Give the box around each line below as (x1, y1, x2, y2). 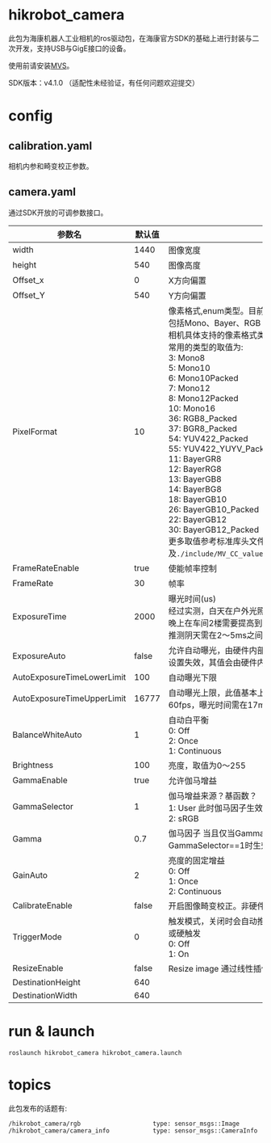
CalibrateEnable (12, 900, 73, 911)
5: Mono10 (168, 362, 211, 373)
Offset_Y (12, 289, 46, 301)
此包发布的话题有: (8, 1103, 68, 1113)
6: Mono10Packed (168, 372, 239, 383)
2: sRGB (168, 812, 199, 824)
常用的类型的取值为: (168, 341, 244, 352)
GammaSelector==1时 (168, 839, 253, 850)
